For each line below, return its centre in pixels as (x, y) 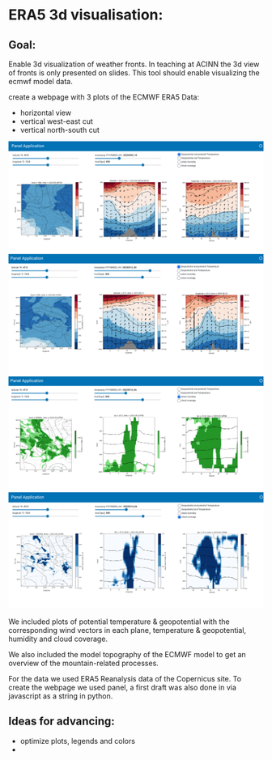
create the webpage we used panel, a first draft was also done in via (123, 687)
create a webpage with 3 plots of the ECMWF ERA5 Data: (104, 97)
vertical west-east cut (56, 121)
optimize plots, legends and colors (78, 741)
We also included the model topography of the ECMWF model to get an (127, 654)
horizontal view (45, 113)
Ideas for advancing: (62, 722)
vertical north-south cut (59, 130)
